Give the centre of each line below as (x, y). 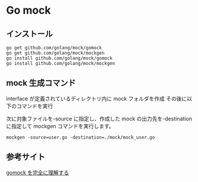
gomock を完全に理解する (38, 172)
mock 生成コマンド (41, 83)
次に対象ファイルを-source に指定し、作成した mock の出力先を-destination (99, 118)
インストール (30, 34)
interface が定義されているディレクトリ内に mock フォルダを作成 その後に (97, 98)
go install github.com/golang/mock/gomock (59, 58)
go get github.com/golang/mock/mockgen (55, 53)
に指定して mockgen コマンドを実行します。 (60, 126)
